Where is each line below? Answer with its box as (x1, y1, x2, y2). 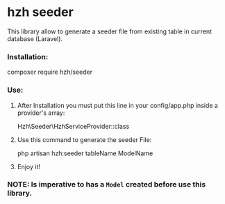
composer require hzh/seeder (7, 68, 93, 77)
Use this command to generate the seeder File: (17, 135, 152, 143)
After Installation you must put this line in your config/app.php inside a (17, 101, 219, 109)
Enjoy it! (17, 162, 40, 171)
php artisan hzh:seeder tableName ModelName (17, 149, 153, 157)
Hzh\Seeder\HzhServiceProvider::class (17, 122, 130, 130)
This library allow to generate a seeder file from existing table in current (7, 27, 212, 36)
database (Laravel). (7, 34, 63, 42)
